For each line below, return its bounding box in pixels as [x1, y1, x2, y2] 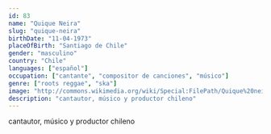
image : [8, 86, 31, 95]
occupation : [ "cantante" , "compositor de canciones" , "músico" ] [8, 72, 229, 80]
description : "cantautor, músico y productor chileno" [8, 94, 197, 103]
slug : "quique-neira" [8, 27, 81, 35]
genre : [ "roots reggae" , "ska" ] [8, 79, 117, 87]
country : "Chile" [8, 57, 67, 65]
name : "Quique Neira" [8, 19, 81, 27]
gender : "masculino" [8, 49, 78, 57]
